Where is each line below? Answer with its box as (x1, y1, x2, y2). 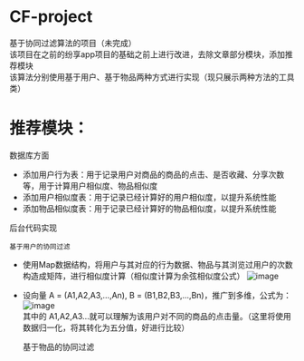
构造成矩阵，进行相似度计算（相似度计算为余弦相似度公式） (22, 270, 245, 281)
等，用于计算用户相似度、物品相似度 (22, 180, 158, 191)
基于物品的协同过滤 (22, 341, 95, 352)
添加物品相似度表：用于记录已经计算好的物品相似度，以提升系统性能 (22, 202, 277, 214)
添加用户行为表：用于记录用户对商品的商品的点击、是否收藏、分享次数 (22, 169, 285, 180)
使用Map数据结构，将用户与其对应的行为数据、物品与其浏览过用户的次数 (22, 259, 293, 269)
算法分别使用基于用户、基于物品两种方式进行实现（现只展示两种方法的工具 (16, 71, 295, 83)
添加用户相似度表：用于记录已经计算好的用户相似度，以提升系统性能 (22, 191, 277, 202)
